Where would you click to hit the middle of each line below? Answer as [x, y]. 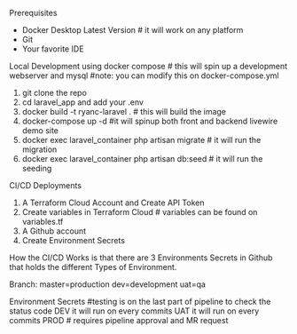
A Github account [54, 231]
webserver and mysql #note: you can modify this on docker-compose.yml [144, 76]
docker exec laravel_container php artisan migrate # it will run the [141, 140]
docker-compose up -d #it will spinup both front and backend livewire [150, 121]
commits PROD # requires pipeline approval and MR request [119, 320]
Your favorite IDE [53, 49]
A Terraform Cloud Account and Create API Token [113, 203]
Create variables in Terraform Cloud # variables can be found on [140, 212]
